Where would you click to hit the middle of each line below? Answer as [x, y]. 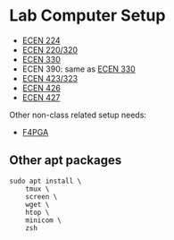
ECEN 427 [41, 97]
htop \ [37, 212]
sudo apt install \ [46, 181]
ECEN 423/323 [50, 78]
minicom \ [44, 220]
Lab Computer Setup [87, 16]
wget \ [37, 204]
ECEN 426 [41, 88]
